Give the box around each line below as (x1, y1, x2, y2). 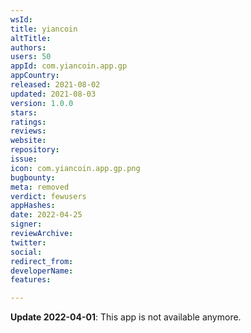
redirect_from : (10, 256, 74, 266)
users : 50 (10, 52, 52, 62)
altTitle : (10, 33, 52, 43)
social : (10, 247, 43, 257)
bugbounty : (10, 172, 56, 183)
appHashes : (10, 201, 56, 211)
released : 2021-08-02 (10, 80, 101, 90)
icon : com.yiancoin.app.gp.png (10, 163, 141, 173)
